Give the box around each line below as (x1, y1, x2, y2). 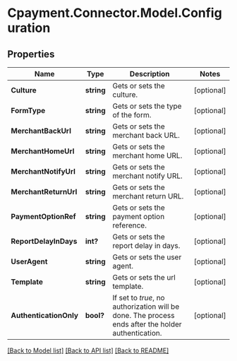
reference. (112, 220, 147, 230)
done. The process (112, 311, 175, 320)
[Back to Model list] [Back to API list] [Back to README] (7, 346, 169, 355)
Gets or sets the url (112, 273, 176, 282)
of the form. (112, 110, 152, 119)
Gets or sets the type (112, 101, 182, 111)
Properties (7, 48, 55, 60)
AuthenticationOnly (11, 311, 79, 320)
